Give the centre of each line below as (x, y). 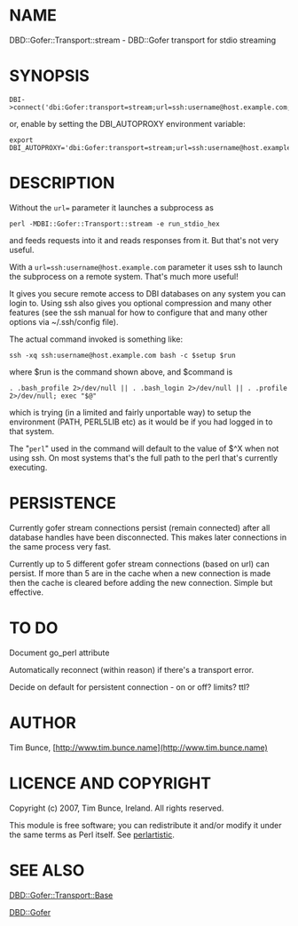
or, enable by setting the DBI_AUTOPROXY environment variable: (127, 123)
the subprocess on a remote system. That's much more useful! (124, 276)
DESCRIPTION (62, 183)
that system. (32, 431)
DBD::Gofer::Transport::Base (61, 895)
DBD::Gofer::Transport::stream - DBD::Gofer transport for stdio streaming (143, 40)
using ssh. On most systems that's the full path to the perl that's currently (143, 457)
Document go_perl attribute (59, 653)
